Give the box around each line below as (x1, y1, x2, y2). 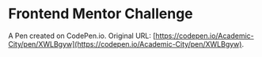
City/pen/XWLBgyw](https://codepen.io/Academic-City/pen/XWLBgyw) (8, 39, 242, 48)
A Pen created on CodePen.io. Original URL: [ (8, 31, 156, 40)
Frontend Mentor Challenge (8, 5, 194, 23)
